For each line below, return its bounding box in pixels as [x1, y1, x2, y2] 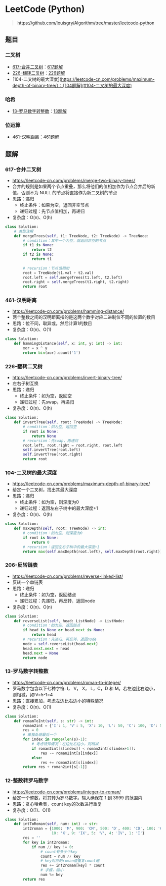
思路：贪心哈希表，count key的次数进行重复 [12, 801, 102, 807]
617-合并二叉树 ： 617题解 [12, 63, 63, 70]
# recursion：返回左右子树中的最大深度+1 [23, 544, 100, 550]
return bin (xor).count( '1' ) [23, 350, 81, 355]
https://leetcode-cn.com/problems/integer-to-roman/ [12, 789, 121, 795]
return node [23, 655, 48, 660]
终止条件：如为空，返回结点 [19, 591, 77, 598]
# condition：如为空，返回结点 [23, 623, 81, 628]
